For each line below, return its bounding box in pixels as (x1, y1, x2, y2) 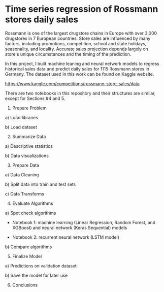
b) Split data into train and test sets (5, 181, 76, 187)
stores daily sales (5, 14, 79, 25)
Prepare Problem (12, 105, 47, 111)
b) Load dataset (5, 124, 37, 130)
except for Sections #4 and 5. (5, 95, 66, 101)
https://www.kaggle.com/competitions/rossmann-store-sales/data (5, 80, 140, 87)
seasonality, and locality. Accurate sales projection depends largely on (5, 46, 149, 52)
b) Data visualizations (5, 153, 49, 159)
